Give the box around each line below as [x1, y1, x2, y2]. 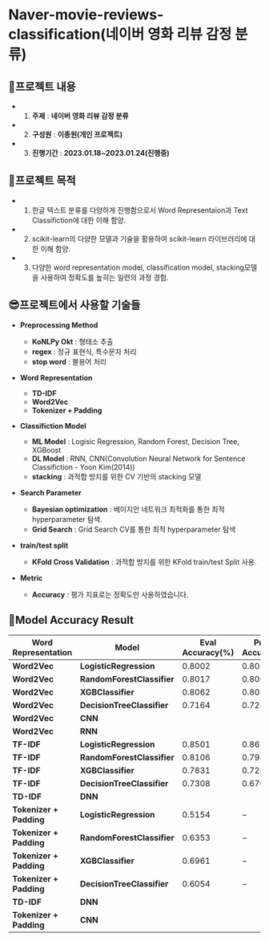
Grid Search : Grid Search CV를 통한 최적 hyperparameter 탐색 [31, 524, 236, 534]
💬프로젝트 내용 [8, 79, 76, 93]
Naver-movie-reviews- [8, 6, 164, 24]
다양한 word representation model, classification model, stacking [31, 263, 245, 272]
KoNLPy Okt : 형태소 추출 [31, 336, 114, 346]
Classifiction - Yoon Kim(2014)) [31, 462, 135, 471]
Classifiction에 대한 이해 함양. [31, 215, 126, 225]
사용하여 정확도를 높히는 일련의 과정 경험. [40, 272, 169, 282]
